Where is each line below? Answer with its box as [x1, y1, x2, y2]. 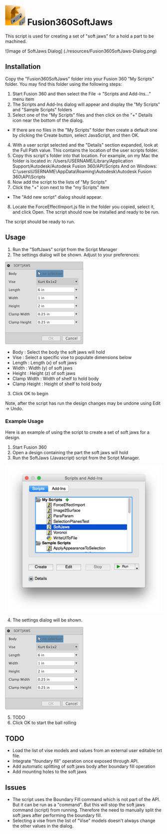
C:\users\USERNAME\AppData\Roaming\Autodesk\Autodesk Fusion [12, 168, 152, 174]
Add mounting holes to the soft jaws [12, 769, 87, 775]
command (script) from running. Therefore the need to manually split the [12, 807, 162, 813]
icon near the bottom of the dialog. [12, 117, 84, 123]
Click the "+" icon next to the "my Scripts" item [12, 184, 110, 190]
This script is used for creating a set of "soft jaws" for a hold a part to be [5, 33, 154, 39]
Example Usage [5, 418, 44, 425]
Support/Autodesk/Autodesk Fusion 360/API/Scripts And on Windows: [12, 163, 158, 169]
